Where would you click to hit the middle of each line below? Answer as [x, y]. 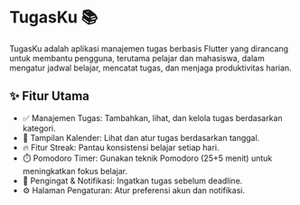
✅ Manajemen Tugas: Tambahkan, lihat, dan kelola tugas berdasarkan [152, 117]
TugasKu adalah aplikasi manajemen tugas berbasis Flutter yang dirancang [149, 48]
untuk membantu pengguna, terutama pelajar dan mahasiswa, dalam [137, 58]
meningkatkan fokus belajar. [75, 171]
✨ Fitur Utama [50, 96]
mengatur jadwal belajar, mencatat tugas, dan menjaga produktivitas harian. [150, 68]
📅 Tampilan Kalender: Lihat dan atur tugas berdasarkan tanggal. [141, 137]
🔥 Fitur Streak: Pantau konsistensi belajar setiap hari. [121, 147]
